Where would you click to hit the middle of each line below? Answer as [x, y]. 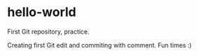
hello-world [42, 12]
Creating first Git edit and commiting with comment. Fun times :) [100, 45]
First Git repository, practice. [48, 31]
